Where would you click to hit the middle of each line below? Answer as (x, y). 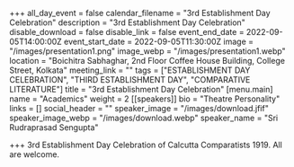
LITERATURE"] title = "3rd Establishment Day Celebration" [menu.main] (141, 89)
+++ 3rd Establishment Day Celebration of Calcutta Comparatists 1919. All (146, 145)
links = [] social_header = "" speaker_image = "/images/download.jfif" (139, 108)
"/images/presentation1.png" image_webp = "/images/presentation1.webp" (147, 51)
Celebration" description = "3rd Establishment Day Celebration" (127, 22)
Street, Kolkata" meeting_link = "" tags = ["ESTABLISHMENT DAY (130, 70)
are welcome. (35, 154)
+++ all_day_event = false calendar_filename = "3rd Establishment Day (140, 13)
